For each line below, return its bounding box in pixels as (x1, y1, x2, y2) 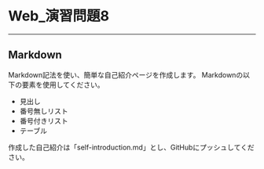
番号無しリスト (19, 106, 68, 116)
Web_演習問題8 (8, 7, 110, 25)
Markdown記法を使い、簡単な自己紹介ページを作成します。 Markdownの (8, 70, 244, 79)
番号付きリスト (19, 116, 68, 125)
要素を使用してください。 (21, 80, 104, 89)
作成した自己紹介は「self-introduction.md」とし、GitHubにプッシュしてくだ (8, 142, 255, 152)
